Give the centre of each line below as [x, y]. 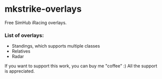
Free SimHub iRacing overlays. [36, 23]
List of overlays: [24, 35]
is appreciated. [20, 71]
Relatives [21, 51]
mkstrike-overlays [43, 9]
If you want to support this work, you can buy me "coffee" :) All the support [81, 66]
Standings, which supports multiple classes [56, 46]
